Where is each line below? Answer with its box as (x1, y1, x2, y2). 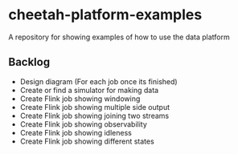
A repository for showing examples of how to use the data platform (8, 32, 231, 42)
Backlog (8, 55, 51, 69)
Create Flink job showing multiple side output (19, 102, 170, 111)
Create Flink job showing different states (19, 136, 154, 146)
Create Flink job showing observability (19, 119, 147, 129)
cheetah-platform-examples (8, 6, 203, 24)
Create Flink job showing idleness (19, 128, 133, 137)
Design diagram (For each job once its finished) (19, 76, 178, 86)
